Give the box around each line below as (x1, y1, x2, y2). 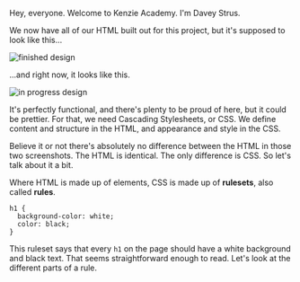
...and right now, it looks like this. (9, 69, 130, 80)
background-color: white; (17, 212, 115, 221)
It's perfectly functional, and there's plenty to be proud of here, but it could (9, 104, 287, 115)
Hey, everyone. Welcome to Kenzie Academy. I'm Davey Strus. (9, 8, 241, 18)
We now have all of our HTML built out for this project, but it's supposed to (9, 25, 286, 35)
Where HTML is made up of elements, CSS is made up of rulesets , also (9, 177, 274, 188)
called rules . (9, 187, 56, 197)
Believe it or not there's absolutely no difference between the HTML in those (9, 141, 292, 151)
